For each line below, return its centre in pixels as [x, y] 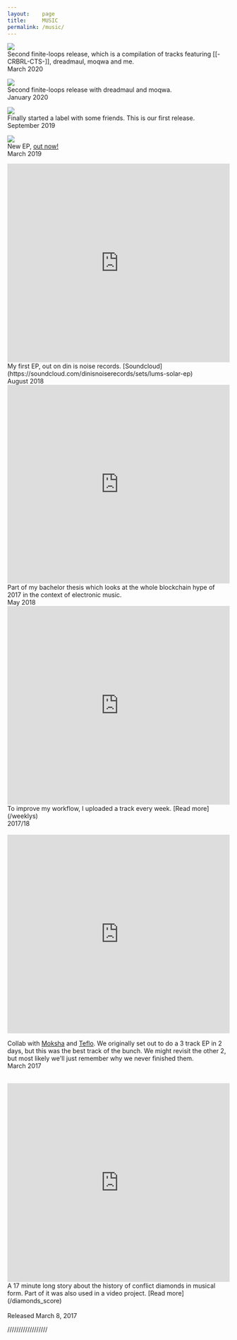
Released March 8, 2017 [42, 1316]
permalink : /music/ [36, 27]
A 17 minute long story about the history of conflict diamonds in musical [111, 1286]
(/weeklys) [23, 816]
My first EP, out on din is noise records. [64, 366]
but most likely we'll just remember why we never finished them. [101, 1059]
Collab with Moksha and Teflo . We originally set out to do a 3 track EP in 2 [115, 1043]
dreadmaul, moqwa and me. [93, 61]
